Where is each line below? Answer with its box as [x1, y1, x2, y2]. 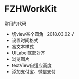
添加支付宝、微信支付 [11, 68, 56, 74]
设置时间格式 [11, 37, 38, 43]
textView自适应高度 [11, 62, 52, 68]
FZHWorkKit [4, 3, 57, 15]
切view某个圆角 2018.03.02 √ [11, 31, 74, 37]
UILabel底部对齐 [11, 50, 45, 56]
